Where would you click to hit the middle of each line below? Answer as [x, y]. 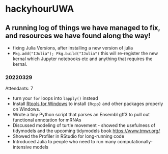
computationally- [135, 142]
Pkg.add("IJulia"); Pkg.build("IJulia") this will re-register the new [85, 53]
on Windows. [26, 109]
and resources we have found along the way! [78, 35]
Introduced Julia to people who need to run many [64, 142]
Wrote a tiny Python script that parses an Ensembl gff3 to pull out [81, 115]
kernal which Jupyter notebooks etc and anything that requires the [82, 59]
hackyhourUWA [40, 9]
